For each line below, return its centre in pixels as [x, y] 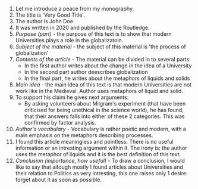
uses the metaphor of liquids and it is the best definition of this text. [98, 154]
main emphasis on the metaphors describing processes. [84, 135]
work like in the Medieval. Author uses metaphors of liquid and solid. [99, 91]
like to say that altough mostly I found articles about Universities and [99, 167]
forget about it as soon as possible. [58, 179]
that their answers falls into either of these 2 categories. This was [104, 116]
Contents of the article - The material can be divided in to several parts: [103, 59]
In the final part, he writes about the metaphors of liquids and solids [107, 78]
